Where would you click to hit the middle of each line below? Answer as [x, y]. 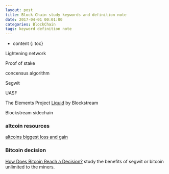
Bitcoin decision [26, 150]
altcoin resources [28, 126]
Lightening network [26, 54]
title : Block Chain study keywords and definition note [66, 15]
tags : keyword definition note [39, 29]
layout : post [19, 10]
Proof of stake [20, 63]
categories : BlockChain [31, 24]
